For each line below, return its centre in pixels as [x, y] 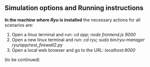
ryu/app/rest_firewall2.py [37, 45]
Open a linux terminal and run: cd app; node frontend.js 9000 [74, 34]
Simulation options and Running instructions [74, 8]
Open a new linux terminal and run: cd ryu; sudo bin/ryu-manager [78, 40]
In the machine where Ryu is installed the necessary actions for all [73, 20]
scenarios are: [19, 25]
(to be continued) [22, 59]
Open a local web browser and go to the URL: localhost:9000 [74, 50]
